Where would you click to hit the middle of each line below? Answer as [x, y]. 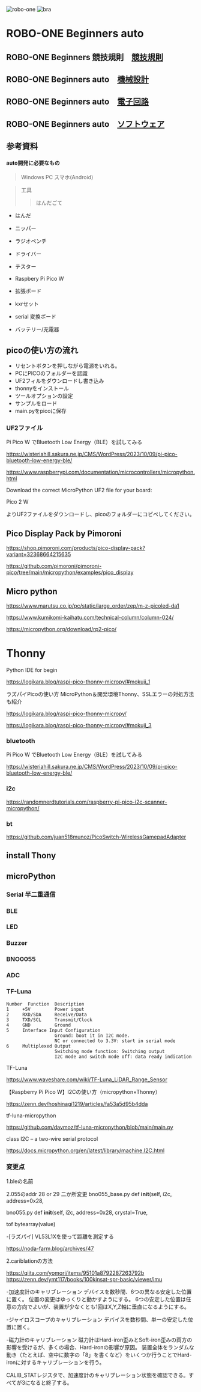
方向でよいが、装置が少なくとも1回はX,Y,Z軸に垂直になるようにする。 [103, 1307]
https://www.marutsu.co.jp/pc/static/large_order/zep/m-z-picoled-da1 [93, 606]
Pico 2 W [17, 502]
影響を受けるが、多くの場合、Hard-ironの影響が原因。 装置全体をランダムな [100, 1347]
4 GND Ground [38, 1025]
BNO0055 [21, 959]
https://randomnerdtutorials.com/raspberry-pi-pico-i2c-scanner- [87, 802]
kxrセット [27, 304]
